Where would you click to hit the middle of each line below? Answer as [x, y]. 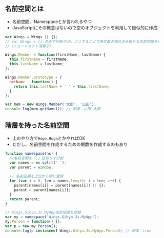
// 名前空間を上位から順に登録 [36, 176]
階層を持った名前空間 [37, 126]
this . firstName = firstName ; [39, 59]
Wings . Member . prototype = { [34, 77]
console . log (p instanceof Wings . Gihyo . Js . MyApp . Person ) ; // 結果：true [78, 231]
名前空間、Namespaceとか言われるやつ [52, 22]
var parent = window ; [31, 167]
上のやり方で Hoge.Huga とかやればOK [49, 138]
